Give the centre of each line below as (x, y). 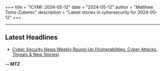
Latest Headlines (31, 37)
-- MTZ (13, 64)
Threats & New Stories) (36, 54)
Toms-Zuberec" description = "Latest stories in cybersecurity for (71, 12)
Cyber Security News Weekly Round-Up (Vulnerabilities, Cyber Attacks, (85, 49)
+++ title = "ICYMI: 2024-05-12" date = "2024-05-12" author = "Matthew (79, 7)
